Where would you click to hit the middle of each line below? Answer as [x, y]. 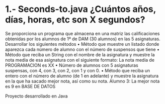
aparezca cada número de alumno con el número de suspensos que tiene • [82, 49]
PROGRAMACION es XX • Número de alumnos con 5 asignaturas [72, 65]
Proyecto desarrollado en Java [37, 96]
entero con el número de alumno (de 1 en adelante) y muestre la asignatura [82, 76]
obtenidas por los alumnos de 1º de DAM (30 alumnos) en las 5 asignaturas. [83, 39]
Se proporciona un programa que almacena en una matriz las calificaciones [82, 33]
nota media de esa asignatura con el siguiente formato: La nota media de [80, 60]
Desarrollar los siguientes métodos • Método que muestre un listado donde [82, 44]
